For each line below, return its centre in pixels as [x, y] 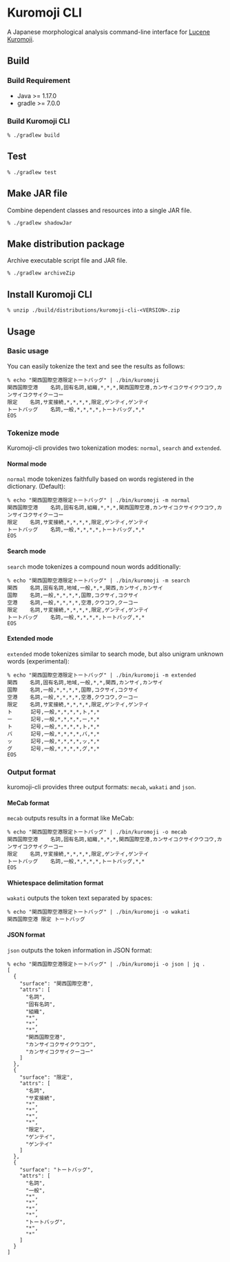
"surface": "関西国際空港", [57, 983]
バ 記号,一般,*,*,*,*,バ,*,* [53, 734]
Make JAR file [37, 194]
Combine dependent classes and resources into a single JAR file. [100, 210]
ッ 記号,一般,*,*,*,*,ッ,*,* [53, 741]
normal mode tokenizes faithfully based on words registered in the [101, 479]
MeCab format [28, 802]
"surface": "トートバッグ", [57, 1169]
